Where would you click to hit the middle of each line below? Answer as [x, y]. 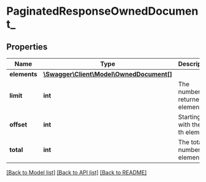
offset [18, 125]
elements [24, 74]
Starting [189, 117]
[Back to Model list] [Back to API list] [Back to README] [77, 173]
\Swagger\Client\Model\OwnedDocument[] [108, 74]
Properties [27, 47]
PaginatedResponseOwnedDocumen [102, 11]
